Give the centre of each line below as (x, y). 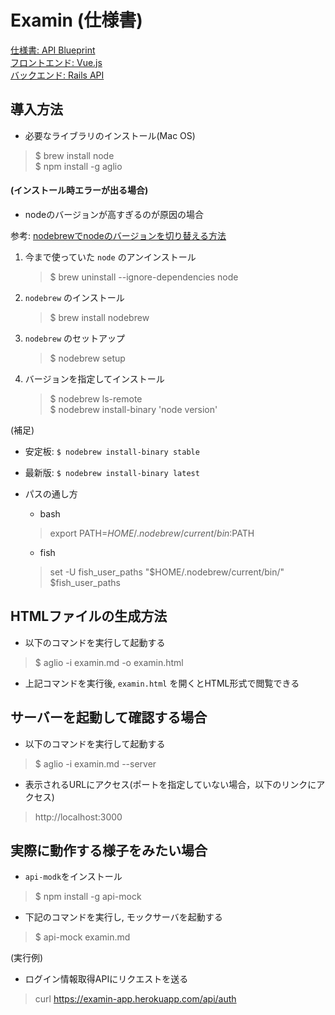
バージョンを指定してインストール (94, 378)
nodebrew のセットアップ (75, 338)
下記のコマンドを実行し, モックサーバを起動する (123, 917)
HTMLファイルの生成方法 (89, 616)
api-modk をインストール (73, 877)
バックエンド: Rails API (57, 75)
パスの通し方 (51, 493)
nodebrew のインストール (74, 297)
